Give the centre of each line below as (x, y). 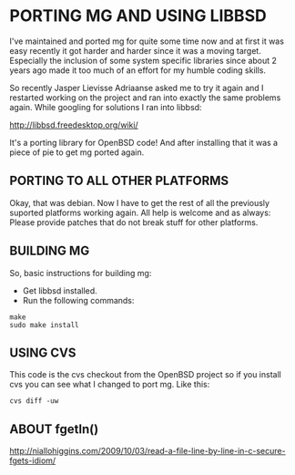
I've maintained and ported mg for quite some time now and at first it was (147, 41)
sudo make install (44, 325)
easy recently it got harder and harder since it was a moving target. (135, 50)
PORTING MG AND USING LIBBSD (138, 16)
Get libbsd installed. (60, 290)
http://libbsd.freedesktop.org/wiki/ (74, 125)
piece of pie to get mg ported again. (77, 152)
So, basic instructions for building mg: (81, 273)
